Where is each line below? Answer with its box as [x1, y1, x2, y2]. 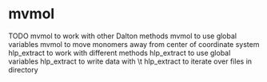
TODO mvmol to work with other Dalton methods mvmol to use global [8, 31, 237, 41]
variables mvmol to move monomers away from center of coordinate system [8, 39, 260, 49]
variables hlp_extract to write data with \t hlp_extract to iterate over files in [8, 57, 253, 66]
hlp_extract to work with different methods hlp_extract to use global [8, 48, 231, 57]
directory [8, 64, 38, 74]
